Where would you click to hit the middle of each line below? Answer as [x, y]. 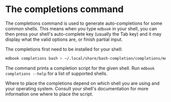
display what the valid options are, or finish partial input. [64, 39]
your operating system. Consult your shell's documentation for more [77, 88]
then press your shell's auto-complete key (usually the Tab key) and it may [83, 34]
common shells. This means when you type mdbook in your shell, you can [81, 28]
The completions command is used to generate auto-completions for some [84, 23]
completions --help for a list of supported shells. [56, 73]
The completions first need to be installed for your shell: [64, 49]
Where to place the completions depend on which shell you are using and [82, 83]
